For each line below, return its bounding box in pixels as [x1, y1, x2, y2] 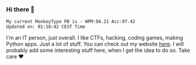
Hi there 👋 [6, 5, 35, 14]
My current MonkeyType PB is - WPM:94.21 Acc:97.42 [6, 19, 135, 25]
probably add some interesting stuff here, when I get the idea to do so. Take [6, 47, 190, 54]
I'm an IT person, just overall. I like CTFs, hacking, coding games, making [6, 34, 184, 41]
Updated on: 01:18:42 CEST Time [6, 24, 85, 30]
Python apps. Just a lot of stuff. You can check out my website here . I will [6, 41, 184, 48]
